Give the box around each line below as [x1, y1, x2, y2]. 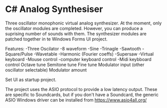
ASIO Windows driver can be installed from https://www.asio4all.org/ [5, 96, 147, 103]
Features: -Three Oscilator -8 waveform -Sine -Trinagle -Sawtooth [5, 45, 141, 51]
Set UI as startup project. [5, 76, 56, 82]
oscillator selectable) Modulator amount [5, 66, 87, 73]
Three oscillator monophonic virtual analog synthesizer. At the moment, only [5, 20, 162, 26]
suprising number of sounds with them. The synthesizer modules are [5, 30, 147, 36]
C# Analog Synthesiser [5, 3, 103, 15]
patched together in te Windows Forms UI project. [5, 36, 108, 42]
